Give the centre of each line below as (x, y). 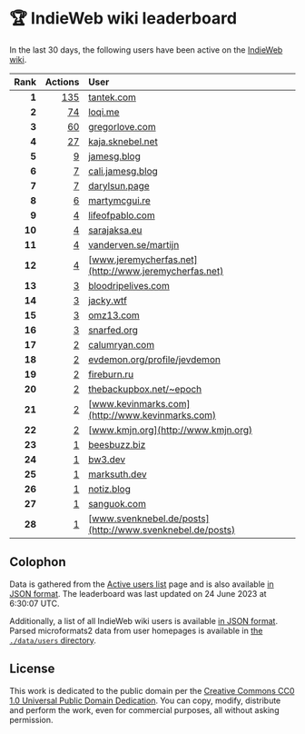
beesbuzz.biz (117, 444)
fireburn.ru (111, 374)
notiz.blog (109, 489)
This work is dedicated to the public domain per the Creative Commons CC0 (152, 690)
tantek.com (112, 97)
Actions (62, 82)
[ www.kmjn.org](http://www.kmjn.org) (170, 430)
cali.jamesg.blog (123, 171)
